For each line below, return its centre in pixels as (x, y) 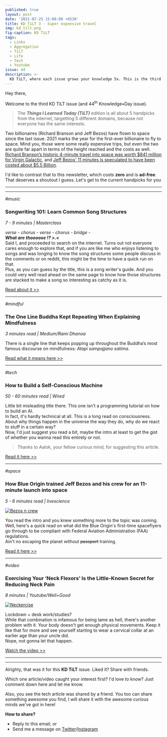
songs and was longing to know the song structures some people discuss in (83, 253)
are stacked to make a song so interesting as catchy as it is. (66, 280)
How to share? (20, 714)
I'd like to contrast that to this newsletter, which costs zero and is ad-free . (81, 175)
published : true (22, 10)
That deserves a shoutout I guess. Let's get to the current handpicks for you (83, 180)
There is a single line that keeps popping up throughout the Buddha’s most (81, 343)
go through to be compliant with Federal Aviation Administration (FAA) (77, 531)
